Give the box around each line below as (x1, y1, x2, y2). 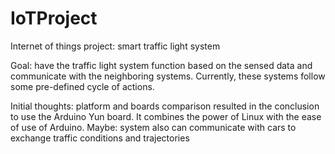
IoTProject (10, 7, 98, 30)
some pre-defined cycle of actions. (10, 80, 155, 92)
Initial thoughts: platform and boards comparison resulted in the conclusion (10, 100, 320, 112)
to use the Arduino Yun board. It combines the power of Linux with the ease (10, 110, 322, 122)
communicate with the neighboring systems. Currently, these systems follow (10, 70, 326, 82)
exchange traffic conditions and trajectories (10, 132, 190, 144)
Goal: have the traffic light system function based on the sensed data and (10, 59, 313, 71)
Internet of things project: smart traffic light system (10, 40, 221, 52)
